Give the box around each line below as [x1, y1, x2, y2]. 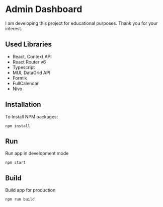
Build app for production [5, 187, 56, 193]
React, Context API [12, 53, 52, 59]
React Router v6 [12, 59, 46, 65]
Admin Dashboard [5, 4, 83, 15]
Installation [5, 100, 41, 109]
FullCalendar [12, 80, 39, 86]
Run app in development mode [5, 150, 69, 157]
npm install [5, 123, 30, 128]
